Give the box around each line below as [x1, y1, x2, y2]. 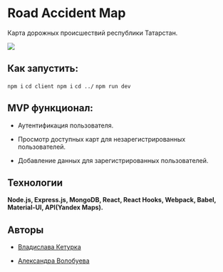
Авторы [7, 224, 44, 236]
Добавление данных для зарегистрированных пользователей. [17, 156, 209, 164]
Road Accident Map [7, 5, 126, 21]
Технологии [7, 177, 63, 189]
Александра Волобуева [17, 256, 90, 265]
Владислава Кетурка [17, 243, 81, 251]
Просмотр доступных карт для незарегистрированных [17, 135, 186, 143]
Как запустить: [7, 63, 78, 75]
